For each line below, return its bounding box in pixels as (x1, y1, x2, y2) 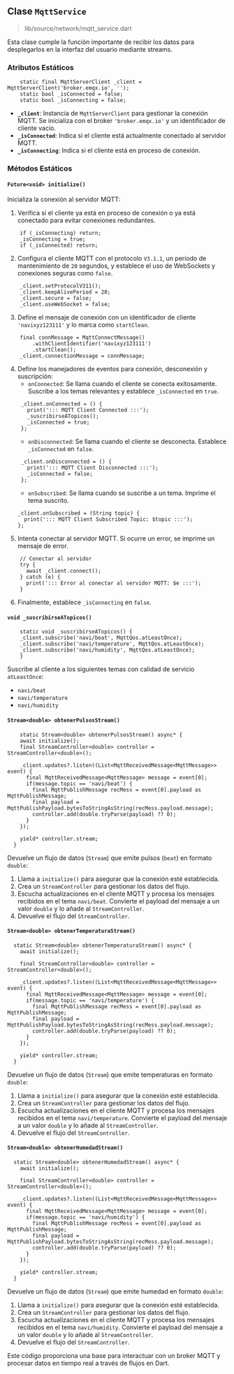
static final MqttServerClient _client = (20, 78, 142, 86)
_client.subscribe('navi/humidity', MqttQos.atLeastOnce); (20, 647, 196, 654)
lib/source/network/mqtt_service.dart (24, 24, 132, 32)
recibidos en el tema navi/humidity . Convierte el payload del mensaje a (17, 1323, 224, 1331)
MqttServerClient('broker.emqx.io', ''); (7, 85, 130, 92)
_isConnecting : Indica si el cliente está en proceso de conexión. (17, 146, 200, 155)
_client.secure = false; (20, 295, 92, 302)
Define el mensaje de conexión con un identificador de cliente (17, 313, 196, 322)
